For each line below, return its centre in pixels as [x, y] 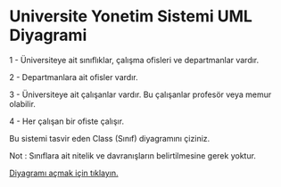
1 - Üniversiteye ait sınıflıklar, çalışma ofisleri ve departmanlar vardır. [134, 60]
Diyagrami [48, 35]
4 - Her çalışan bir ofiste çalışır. [67, 121]
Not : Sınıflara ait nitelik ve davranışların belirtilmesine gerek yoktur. [133, 155]
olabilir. [22, 103]
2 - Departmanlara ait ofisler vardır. [74, 77]
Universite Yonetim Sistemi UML [131, 16]
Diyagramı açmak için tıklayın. [64, 173]
